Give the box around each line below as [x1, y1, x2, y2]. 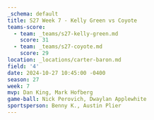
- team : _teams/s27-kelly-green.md [13, 30, 119, 37]
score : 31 [20, 37, 49, 44]
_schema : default [7, 10, 59, 18]
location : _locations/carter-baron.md [7, 56, 122, 64]
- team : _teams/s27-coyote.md [13, 43, 102, 50]
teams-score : [7, 23, 46, 30]
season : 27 [7, 76, 40, 83]
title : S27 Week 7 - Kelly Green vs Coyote [7, 17, 138, 24]
